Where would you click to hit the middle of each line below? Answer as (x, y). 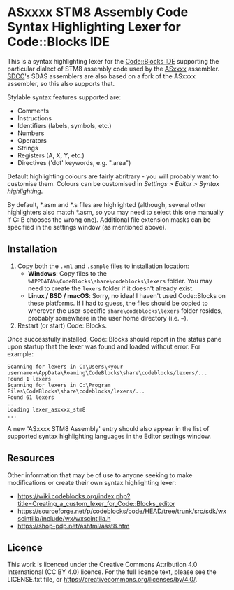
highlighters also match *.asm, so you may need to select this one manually (115, 212)
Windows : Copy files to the (67, 273)
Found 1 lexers (29, 379)
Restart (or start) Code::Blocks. (62, 325)
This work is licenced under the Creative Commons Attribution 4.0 (102, 565)
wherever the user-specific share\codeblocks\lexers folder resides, (125, 310)
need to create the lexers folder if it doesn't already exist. (111, 288)
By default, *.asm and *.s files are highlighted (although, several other (107, 204)
